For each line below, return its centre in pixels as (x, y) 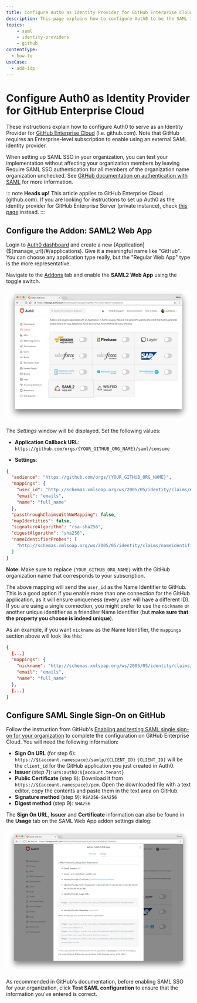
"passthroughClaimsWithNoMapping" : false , (64, 515)
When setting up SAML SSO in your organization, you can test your (87, 157)
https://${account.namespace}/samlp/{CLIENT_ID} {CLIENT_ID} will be (99, 759)
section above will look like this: (44, 636)
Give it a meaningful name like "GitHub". (133, 251)
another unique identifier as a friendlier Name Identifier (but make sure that (97, 612)
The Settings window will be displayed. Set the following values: (84, 431)
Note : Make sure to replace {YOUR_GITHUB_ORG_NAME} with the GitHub (88, 569)
